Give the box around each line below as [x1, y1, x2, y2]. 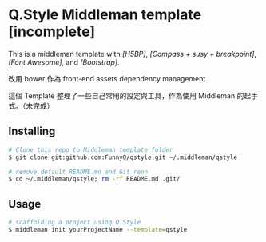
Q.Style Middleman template [8, 6, 202, 24]
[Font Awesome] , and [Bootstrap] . [8, 58, 120, 67]
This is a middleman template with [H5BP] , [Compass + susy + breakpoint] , [8, 49, 257, 58]
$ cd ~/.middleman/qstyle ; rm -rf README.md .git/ [8, 175, 181, 183]
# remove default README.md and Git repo [8, 168, 149, 176]
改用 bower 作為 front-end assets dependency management [8, 73, 206, 83]
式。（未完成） [8, 101, 54, 110]
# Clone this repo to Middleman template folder [8, 145, 173, 153]
